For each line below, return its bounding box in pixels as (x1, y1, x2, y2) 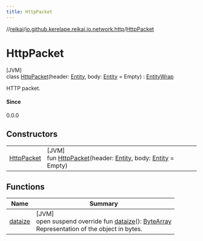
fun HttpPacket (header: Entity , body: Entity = (47, 154, 175, 162)
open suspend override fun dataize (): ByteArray (36, 218, 172, 226)
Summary (89, 199, 118, 208)
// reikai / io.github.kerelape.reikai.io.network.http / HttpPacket (6, 25, 154, 33)
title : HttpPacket (6, 8, 53, 15)
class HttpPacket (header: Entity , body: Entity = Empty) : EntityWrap (6, 73, 174, 80)
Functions (6, 181, 45, 192)
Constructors (6, 129, 58, 139)
